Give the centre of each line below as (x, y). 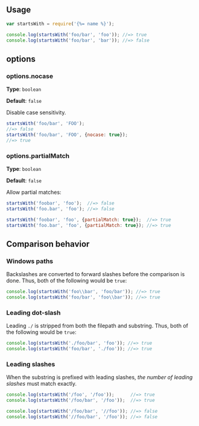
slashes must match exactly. (42, 384)
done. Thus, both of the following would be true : (67, 281)
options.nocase (30, 76)
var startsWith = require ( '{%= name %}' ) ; (60, 23)
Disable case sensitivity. (36, 113)
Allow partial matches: (34, 192)
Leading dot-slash (33, 312)
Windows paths (30, 261)
